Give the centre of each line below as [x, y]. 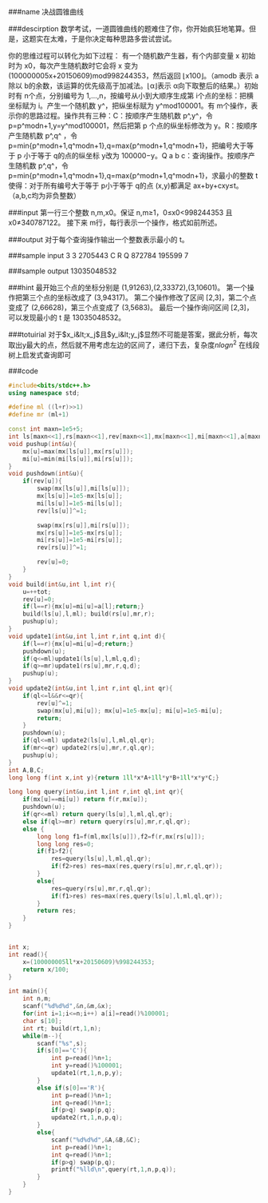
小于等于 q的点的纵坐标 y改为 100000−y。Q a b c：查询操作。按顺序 [136, 155]
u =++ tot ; [37, 592]
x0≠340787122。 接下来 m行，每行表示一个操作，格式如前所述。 [115, 223]
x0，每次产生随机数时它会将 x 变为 [81, 66]
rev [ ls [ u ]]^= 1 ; [62, 511]
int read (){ [28, 954]
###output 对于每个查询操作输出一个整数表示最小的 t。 [99, 239]
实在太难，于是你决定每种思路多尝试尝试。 [106, 39]
